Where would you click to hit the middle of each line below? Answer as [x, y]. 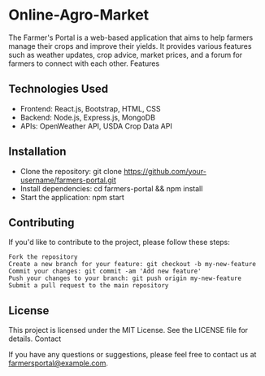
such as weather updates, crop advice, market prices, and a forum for [126, 55]
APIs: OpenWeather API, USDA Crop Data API [96, 126]
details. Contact [35, 339]
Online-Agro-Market [79, 15]
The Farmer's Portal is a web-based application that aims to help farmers [131, 37]
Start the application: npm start [72, 197]
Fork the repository [43, 257]
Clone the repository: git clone [71, 171]
